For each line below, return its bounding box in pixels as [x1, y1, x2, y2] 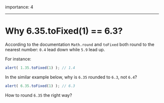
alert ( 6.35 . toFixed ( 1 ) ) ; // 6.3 [5, 83, 76, 88]
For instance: [5, 56, 32, 62]
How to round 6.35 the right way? [5, 92, 72, 98]
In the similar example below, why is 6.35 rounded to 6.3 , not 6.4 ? [5, 74, 138, 80]
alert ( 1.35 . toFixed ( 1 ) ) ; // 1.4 [5, 65, 76, 70]
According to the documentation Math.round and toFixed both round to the [5, 41, 155, 47]
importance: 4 [5, 4, 34, 10]
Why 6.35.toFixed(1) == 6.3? [5, 26, 123, 37]
